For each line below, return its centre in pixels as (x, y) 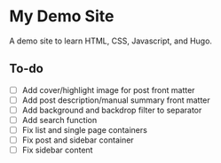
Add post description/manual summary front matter (116, 100)
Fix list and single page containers (85, 130)
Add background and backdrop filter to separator (112, 110)
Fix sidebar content (57, 150)
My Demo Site (62, 16)
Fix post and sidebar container (78, 140)
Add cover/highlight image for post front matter (108, 89)
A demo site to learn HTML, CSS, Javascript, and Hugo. (111, 41)
